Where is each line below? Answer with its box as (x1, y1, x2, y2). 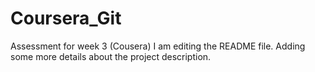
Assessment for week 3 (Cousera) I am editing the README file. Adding (10, 40, 306, 52)
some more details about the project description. (10, 50, 212, 62)
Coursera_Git (10, 7, 122, 30)
